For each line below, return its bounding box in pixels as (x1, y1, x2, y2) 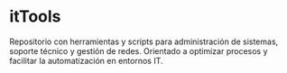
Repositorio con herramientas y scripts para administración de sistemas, (9, 36, 279, 47)
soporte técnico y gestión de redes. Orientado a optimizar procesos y (9, 45, 268, 56)
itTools (9, 6, 61, 27)
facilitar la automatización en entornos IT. (9, 55, 164, 66)
